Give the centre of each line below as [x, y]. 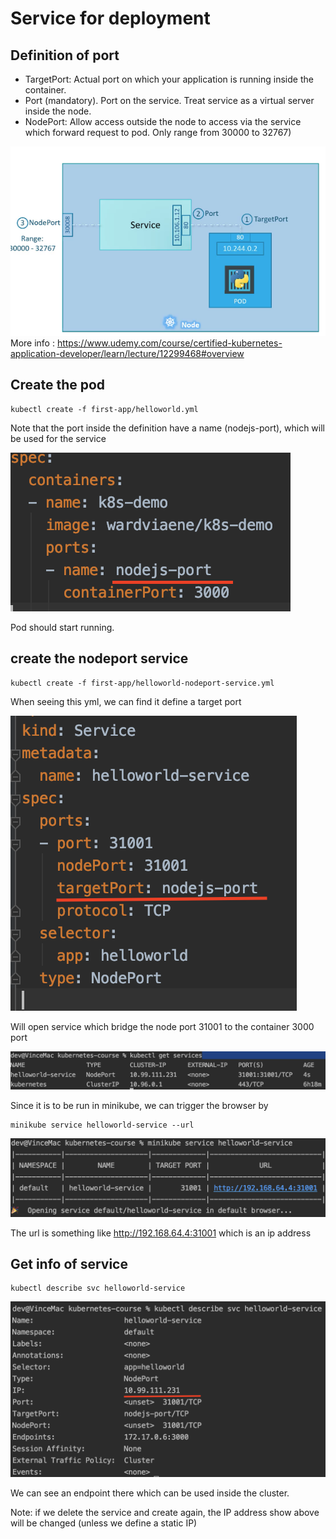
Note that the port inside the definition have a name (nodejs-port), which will [168, 428]
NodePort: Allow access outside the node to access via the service [163, 121]
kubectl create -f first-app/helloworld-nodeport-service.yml [142, 683]
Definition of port [65, 55]
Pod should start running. [62, 627]
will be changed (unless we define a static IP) [104, 1523]
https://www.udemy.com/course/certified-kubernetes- [169, 343]
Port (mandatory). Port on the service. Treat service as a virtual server [169, 100]
